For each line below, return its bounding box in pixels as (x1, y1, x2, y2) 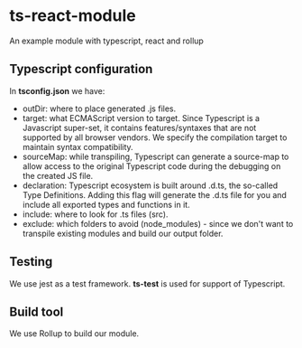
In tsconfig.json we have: (9, 85, 105, 96)
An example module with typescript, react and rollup (9, 35, 205, 46)
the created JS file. (22, 170, 94, 181)
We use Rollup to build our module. (9, 328, 140, 339)
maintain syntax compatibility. (22, 141, 133, 152)
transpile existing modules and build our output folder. (22, 228, 224, 239)
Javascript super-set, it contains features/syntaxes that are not (22, 122, 257, 133)
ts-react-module (9, 5, 137, 26)
